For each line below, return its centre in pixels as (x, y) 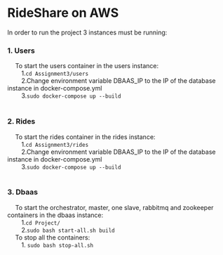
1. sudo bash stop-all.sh (57, 244)
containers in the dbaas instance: (55, 215)
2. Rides (21, 122)
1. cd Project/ (41, 222)
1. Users (21, 51)
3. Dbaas (23, 192)
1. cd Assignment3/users (55, 73)
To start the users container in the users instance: (87, 66)
